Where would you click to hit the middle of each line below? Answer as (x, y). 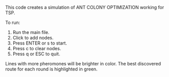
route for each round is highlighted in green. (51, 69)
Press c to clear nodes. (37, 48)
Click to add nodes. (33, 38)
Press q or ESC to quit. (36, 54)
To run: (13, 23)
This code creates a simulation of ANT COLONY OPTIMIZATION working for (85, 7)
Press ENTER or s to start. (40, 43)
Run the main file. (31, 32)
